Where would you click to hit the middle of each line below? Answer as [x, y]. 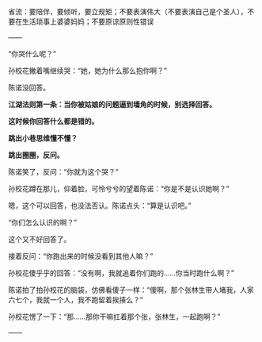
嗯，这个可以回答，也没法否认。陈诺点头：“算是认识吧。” [100, 206]
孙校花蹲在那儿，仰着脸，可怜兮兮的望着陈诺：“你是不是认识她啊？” [119, 188]
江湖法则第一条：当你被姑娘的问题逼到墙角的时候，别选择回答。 [112, 104]
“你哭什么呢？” [32, 54]
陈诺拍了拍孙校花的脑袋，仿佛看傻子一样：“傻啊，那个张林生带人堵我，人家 [131, 290]
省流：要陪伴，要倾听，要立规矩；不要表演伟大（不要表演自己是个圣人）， [128, 12]
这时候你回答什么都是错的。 [53, 121]
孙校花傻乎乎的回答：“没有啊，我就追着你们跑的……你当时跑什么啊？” [122, 273]
